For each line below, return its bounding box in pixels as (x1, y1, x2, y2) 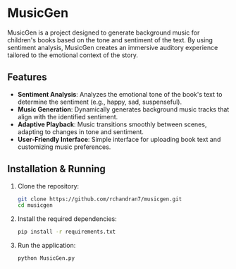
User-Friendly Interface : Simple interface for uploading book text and (17, 135, 221, 143)
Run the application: (17, 241, 76, 250)
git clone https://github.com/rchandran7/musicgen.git (17, 196, 182, 203)
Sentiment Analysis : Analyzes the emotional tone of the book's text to (17, 90, 223, 98)
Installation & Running (7, 163, 106, 175)
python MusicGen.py (17, 255, 75, 262)
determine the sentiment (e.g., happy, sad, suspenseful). (17, 97, 182, 106)
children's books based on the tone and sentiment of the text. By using (7, 35, 213, 44)
